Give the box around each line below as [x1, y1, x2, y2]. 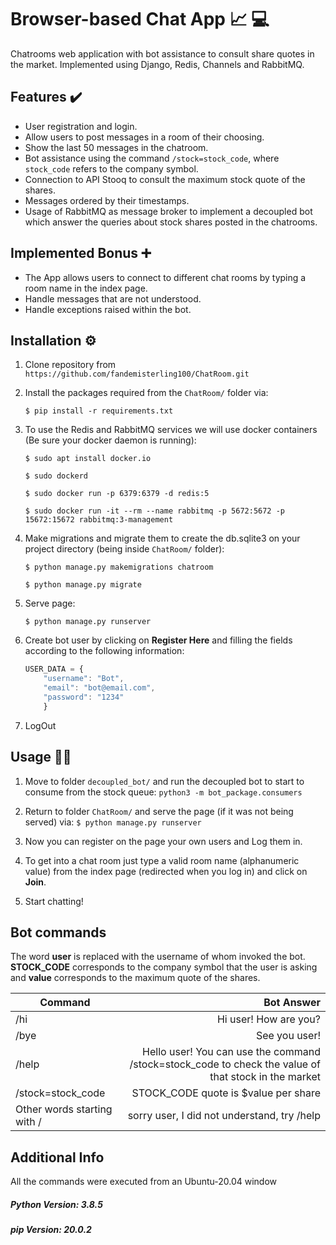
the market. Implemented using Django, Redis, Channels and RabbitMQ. [10, 58, 305, 70]
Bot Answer [263, 996, 321, 1010]
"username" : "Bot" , [43, 674, 125, 684]
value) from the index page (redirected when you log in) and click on [24, 865, 308, 877]
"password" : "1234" [43, 692, 125, 702]
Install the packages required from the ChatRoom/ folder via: [24, 387, 269, 399]
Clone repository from [24, 359, 117, 371]
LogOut [24, 719, 57, 731]
